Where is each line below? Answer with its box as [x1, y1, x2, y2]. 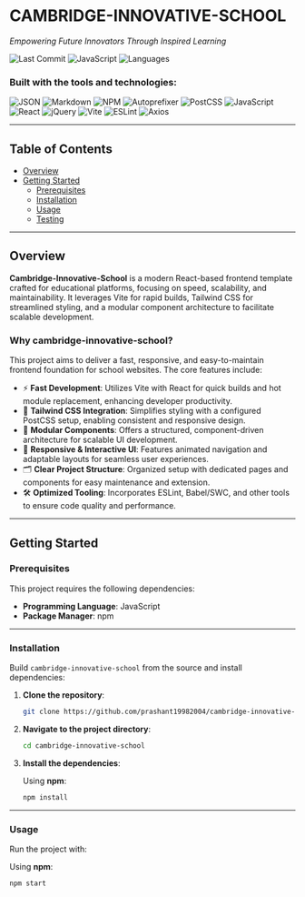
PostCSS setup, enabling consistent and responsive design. [22, 415, 247, 426]
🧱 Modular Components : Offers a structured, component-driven [22, 425, 265, 436]
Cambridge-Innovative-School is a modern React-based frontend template [9, 272, 293, 283]
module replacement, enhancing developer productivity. [22, 396, 233, 407]
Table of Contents [9, 141, 113, 156]
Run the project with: [9, 843, 88, 855]
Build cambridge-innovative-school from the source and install [9, 662, 242, 673]
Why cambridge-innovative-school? [9, 334, 173, 347]
